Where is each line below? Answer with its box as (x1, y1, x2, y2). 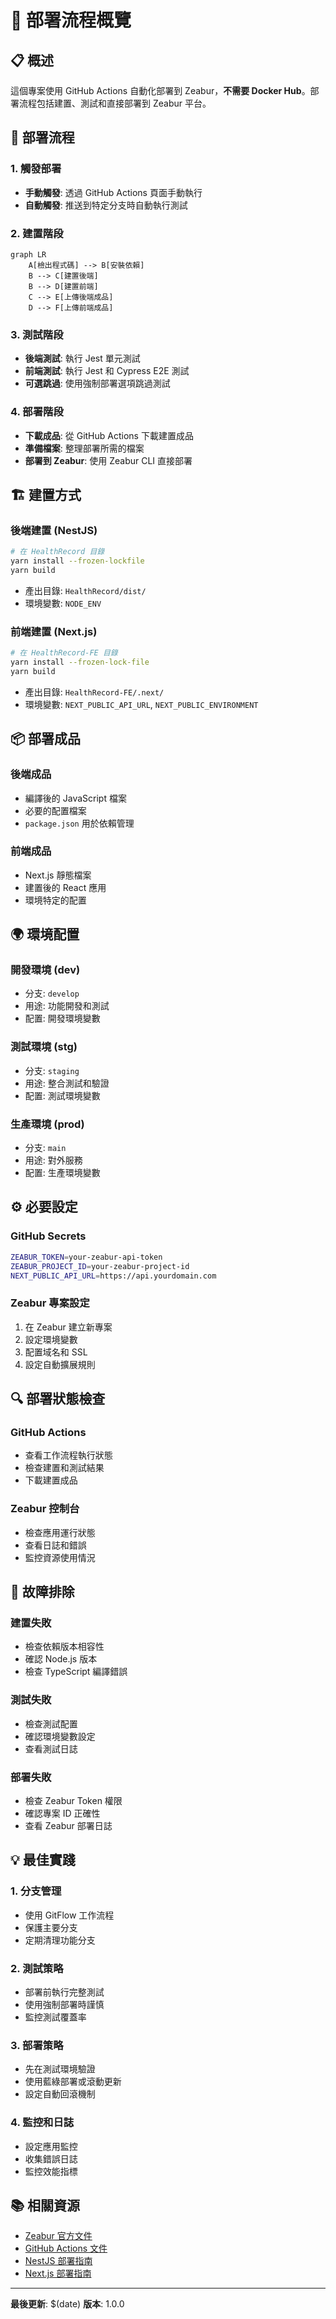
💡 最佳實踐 (10, 1852, 76, 1869)
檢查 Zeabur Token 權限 (24, 1794, 123, 1806)
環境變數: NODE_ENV (24, 597, 102, 609)
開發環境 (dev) (10, 963, 81, 977)
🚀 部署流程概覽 (10, 9, 132, 32)
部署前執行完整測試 (24, 1986, 105, 1998)
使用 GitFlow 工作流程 (24, 1909, 115, 1921)
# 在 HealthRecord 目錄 (10, 547, 105, 557)
